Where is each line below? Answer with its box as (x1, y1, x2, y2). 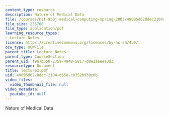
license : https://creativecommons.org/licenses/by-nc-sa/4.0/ (5, 40, 138, 45)
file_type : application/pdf (5, 26, 64, 31)
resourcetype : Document (5, 63, 55, 68)
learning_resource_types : (5, 31, 59, 36)
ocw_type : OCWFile (5, 45, 44, 50)
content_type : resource (5, 7, 55, 13)
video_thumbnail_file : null (10, 82, 69, 87)
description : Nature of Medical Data (5, 12, 84, 17)
